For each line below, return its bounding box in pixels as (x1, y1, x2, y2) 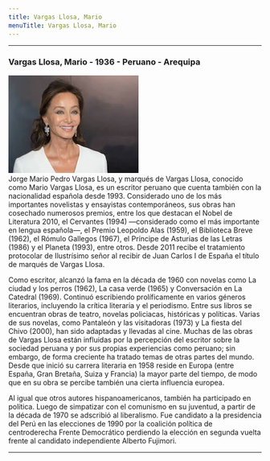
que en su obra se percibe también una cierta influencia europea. (8, 377, 225, 387)
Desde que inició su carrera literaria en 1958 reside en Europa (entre (8, 360, 235, 370)
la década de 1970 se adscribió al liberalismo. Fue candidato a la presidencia (8, 410, 262, 420)
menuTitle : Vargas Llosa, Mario (8, 21, 117, 30)
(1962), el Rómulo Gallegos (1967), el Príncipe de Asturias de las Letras (8, 233, 243, 243)
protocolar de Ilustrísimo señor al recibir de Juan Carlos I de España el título (8, 250, 260, 261)
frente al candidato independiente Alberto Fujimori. (8, 435, 177, 446)
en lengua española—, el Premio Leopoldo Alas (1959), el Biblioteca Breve (8, 225, 253, 235)
